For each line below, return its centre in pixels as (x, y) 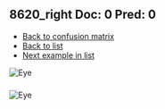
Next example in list (58, 55)
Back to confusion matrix (68, 36)
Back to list (42, 46)
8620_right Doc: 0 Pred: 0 (82, 15)
